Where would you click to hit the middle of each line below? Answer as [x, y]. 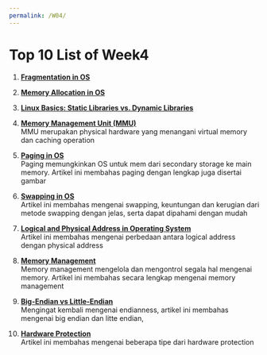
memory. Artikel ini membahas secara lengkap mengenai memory [128, 277]
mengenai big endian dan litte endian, [82, 318]
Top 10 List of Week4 [79, 54]
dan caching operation [57, 140]
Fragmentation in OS [55, 77]
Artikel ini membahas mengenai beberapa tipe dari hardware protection [137, 341]
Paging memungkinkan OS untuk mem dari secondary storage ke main [136, 164]
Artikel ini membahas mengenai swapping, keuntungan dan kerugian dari [140, 204]
